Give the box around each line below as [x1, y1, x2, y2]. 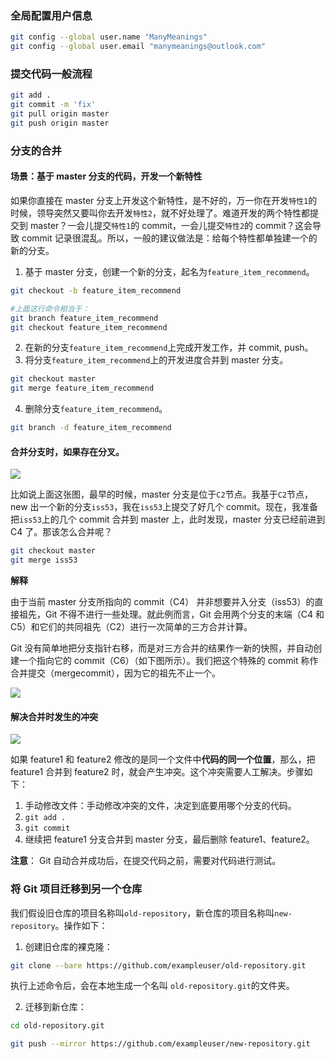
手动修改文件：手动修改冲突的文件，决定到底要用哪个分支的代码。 [24, 800, 297, 812]
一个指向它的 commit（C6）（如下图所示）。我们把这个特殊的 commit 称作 [18, 655, 319, 667]
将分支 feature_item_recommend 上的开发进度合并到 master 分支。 [24, 354, 289, 366]
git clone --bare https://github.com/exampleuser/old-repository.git [10, 960, 307, 971]
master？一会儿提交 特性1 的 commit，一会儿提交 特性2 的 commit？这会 [29, 219, 313, 231]
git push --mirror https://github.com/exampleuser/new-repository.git [10, 1039, 311, 1049]
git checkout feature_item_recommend [10, 322, 168, 332]
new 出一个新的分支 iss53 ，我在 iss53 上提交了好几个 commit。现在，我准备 [10, 501, 318, 513]
